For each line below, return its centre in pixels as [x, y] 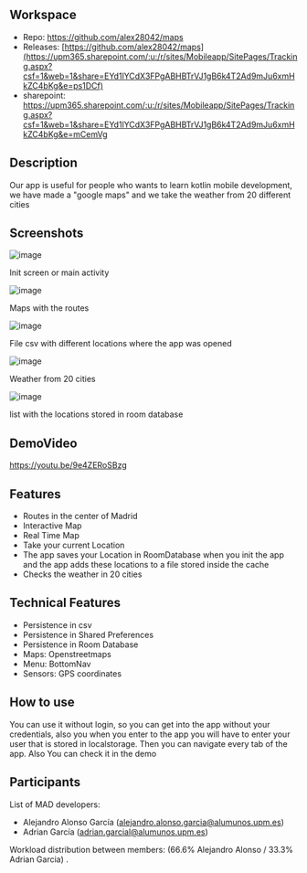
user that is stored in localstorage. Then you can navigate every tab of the [148, 743]
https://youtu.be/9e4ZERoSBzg [69, 465]
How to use [42, 703]
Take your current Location [74, 545]
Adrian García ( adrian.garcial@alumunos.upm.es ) [115, 832]
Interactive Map [52, 526]
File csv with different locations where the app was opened [121, 344]
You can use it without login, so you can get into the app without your [140, 724]
